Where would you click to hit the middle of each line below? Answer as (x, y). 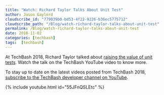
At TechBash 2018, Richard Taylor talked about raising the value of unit (79, 57)
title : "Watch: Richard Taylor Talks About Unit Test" (64, 10)
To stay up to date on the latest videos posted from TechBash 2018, (76, 72)
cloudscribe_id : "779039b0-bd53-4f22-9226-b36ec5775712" (67, 19)
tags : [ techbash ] (25, 43)
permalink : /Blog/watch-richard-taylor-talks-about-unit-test (72, 29)
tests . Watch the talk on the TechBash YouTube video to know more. (76, 62)
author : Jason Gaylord (29, 15)
